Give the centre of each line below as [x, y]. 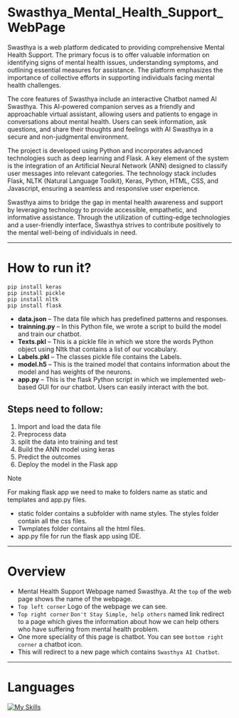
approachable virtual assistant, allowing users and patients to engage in [113, 114]
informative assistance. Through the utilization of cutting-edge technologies [119, 217]
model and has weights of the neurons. [75, 372]
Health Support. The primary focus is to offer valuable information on [108, 55]
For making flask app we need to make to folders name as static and [107, 491]
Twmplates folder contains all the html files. [81, 529]
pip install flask [34, 306]
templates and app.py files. [47, 499]
